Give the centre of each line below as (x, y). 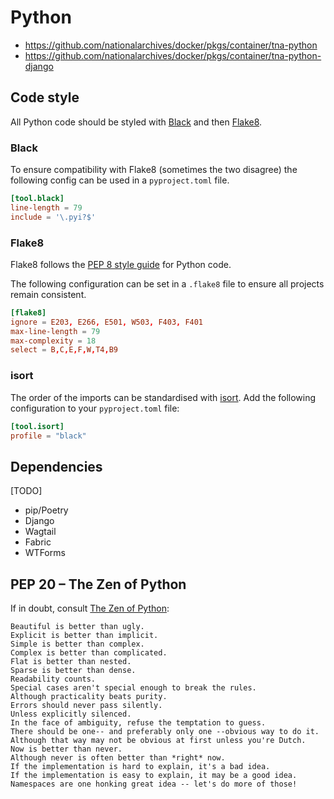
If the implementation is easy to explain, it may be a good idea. (154, 776)
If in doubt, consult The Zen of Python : (90, 608)
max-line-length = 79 (55, 331)
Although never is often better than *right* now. (118, 758)
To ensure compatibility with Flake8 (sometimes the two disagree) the (154, 170)
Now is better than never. (66, 749)
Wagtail (40, 532)
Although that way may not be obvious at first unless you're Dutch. (158, 741)
